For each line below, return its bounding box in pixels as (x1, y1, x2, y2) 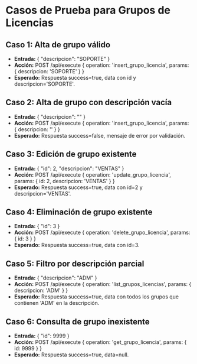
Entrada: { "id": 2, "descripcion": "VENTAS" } (14, 165, 124, 172)
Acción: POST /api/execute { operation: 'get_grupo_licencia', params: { (14, 339, 187, 346)
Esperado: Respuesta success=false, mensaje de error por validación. (14, 132, 186, 139)
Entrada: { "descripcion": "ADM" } (14, 274, 97, 281)
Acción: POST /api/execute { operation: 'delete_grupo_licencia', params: (14, 229, 191, 236)
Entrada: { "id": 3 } (14, 223, 60, 230)
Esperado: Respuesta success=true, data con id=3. (14, 242, 140, 249)
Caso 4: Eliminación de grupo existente (5, 207, 153, 217)
